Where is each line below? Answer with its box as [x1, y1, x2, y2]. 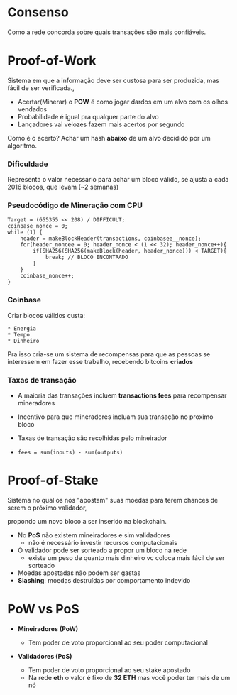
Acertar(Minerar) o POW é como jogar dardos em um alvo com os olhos [17, 97, 228, 106]
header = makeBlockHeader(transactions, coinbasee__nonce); [20, 235, 202, 242]
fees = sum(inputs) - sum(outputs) [17, 449, 123, 456]
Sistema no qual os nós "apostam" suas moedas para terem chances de [7, 496, 219, 504]
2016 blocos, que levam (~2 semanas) [7, 182, 119, 192]
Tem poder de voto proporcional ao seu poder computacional [28, 638, 208, 647]
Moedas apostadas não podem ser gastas [17, 569, 141, 577]
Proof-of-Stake [7, 473, 99, 488]
